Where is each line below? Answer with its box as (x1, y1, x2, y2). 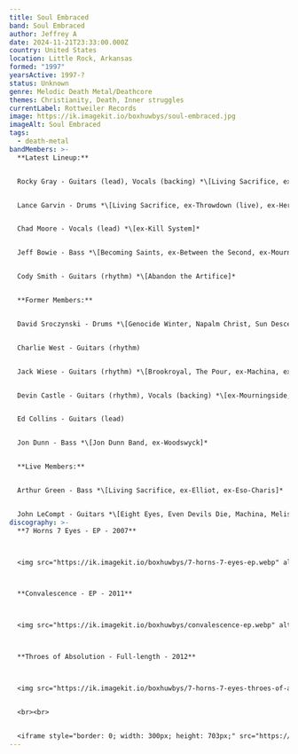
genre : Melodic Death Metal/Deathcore (9, 87, 153, 96)
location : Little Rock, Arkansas (9, 54, 133, 63)
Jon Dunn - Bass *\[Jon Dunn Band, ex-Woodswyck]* (17, 438, 208, 448)
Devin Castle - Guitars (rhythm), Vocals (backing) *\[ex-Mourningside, (17, 391, 292, 400)
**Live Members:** (17, 462, 86, 471)
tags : (9, 129, 29, 137)
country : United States (9, 46, 98, 55)
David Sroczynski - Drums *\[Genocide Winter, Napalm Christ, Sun (17, 319, 268, 328)
